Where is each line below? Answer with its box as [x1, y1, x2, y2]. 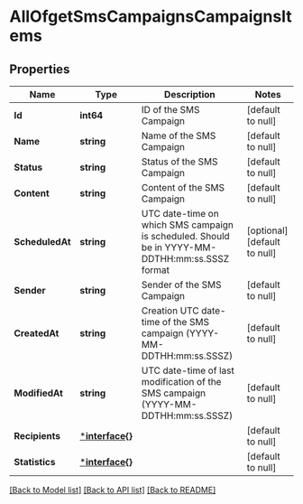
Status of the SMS [141, 155, 218, 168]
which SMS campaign [141, 219, 234, 231]
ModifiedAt [14, 387, 63, 399]
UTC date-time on [141, 208, 219, 219]
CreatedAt [14, 327, 60, 340]
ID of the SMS [141, 104, 200, 116]
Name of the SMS [141, 129, 216, 142]
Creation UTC [141, 304, 200, 317]
